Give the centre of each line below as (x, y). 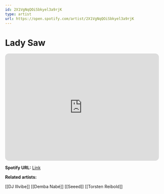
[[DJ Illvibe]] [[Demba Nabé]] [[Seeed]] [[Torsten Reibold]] (64, 187)
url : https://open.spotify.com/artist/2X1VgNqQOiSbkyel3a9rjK (70, 19)
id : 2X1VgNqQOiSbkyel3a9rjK (34, 10)
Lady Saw (25, 43)
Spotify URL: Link (23, 168)
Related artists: (21, 177)
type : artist (18, 14)
